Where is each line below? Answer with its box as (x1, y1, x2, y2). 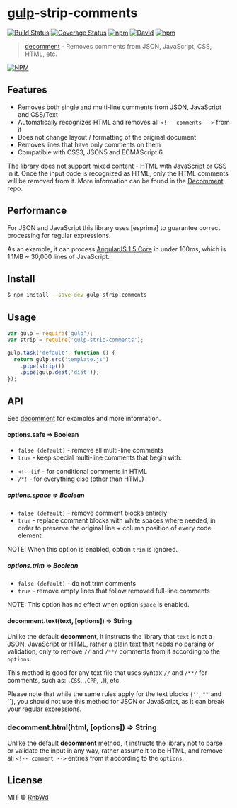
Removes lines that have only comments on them (17, 140, 161, 149)
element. (17, 531, 44, 540)
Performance (7, 205, 67, 217)
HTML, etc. (24, 50, 58, 58)
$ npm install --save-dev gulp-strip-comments (7, 292, 147, 299)
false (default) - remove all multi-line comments (17, 446, 164, 455)
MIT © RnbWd (7, 793, 49, 802)
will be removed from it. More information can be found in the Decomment (7, 176, 224, 185)
